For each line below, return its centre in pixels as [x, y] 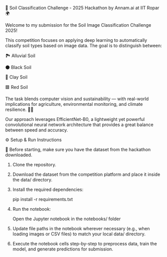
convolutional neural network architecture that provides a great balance [79, 124]
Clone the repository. [34, 165]
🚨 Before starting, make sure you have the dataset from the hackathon [78, 149]
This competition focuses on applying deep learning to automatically [76, 40]
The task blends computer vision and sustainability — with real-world [77, 99]
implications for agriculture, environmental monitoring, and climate [74, 104]
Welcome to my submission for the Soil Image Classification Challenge [78, 25]
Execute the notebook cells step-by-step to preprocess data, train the [85, 244]
